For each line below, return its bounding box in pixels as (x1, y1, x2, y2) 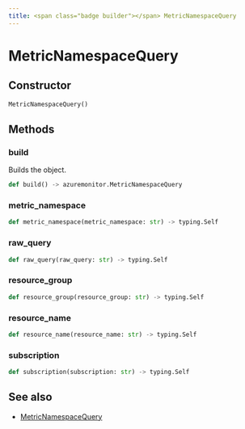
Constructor (8, 78, 71, 93)
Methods (8, 122, 55, 136)
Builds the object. (8, 165, 67, 175)
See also (8, 390, 53, 404)
